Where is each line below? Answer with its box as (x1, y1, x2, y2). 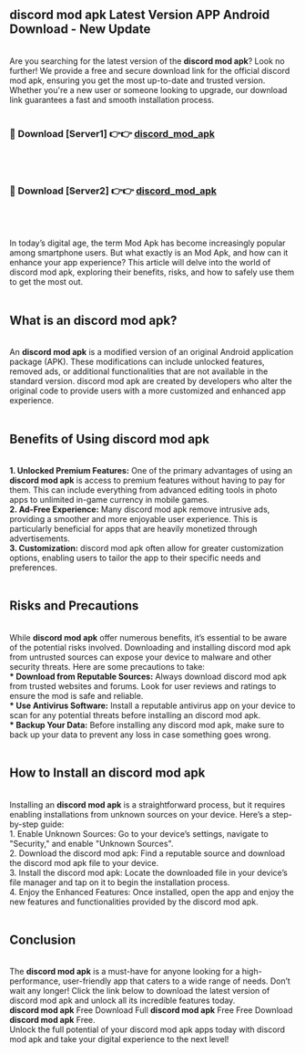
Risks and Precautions (9, 598, 139, 614)
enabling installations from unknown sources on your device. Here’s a (9, 809, 270, 819)
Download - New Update (9, 22, 151, 37)
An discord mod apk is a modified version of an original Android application (9, 347, 294, 358)
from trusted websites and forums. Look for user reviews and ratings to (9, 680, 277, 692)
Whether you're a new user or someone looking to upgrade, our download (9, 84, 288, 95)
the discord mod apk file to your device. (9, 857, 159, 868)
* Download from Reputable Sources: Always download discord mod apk (9, 671, 287, 682)
